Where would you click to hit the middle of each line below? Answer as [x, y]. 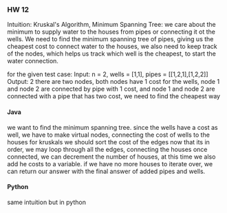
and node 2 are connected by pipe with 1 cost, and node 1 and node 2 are [111, 89]
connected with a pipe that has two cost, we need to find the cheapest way [114, 96]
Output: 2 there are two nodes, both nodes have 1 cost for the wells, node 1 [113, 82]
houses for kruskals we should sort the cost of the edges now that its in [108, 142]
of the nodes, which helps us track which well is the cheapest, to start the [112, 54]
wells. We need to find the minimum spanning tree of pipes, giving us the [110, 39]
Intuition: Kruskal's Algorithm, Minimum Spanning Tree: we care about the [111, 25]
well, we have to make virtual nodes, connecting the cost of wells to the [108, 135]
